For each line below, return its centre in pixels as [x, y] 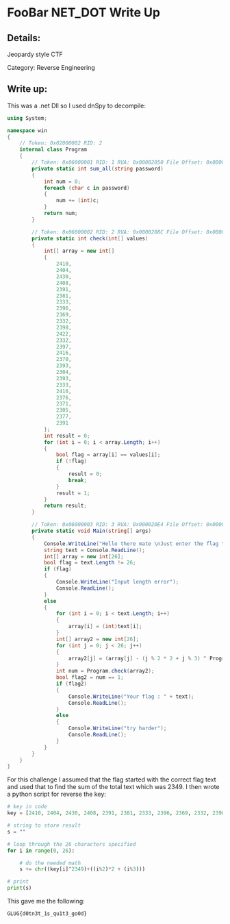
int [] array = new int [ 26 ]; [84, 556]
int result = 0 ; [67, 436]
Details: [24, 38]
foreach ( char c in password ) [87, 188]
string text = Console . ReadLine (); [94, 550]
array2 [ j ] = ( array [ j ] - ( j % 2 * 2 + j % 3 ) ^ [137, 658]
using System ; [27, 118]
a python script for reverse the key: [56, 794]
